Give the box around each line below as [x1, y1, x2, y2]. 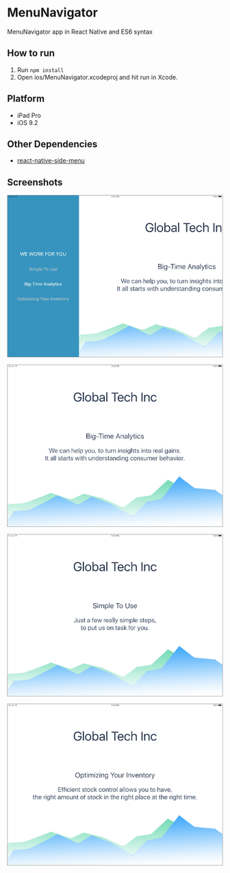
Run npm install [16, 65, 64, 73]
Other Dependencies [7, 138, 98, 150]
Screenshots [7, 177, 63, 188]
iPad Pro [16, 111, 41, 120]
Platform [7, 93, 45, 104]
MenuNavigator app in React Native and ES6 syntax [7, 27, 153, 36]
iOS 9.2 [16, 118, 38, 126]
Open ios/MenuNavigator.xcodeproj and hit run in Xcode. [16, 73, 178, 81]
